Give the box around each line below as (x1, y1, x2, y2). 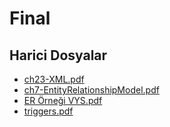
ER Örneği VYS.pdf (23, 95, 103, 106)
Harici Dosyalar (9, 47, 108, 64)
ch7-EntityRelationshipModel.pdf (23, 84, 160, 96)
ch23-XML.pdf (23, 73, 85, 85)
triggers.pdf (23, 105, 74, 117)
